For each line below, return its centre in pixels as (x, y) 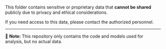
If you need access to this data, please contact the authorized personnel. (80, 22)
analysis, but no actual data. (34, 41)
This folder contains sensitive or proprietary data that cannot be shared (78, 7)
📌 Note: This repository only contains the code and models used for (74, 36)
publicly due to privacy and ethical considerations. (56, 12)
